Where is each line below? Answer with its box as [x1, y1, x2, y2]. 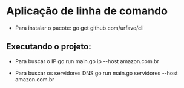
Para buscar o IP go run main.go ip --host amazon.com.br [15, 57, 159, 64]
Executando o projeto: [6, 42, 92, 52]
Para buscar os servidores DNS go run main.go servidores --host [15, 69, 178, 77]
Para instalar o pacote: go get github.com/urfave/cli [15, 24, 144, 31]
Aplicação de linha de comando [6, 4, 168, 18]
